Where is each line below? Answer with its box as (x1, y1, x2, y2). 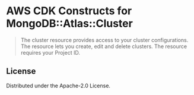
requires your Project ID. (20, 49, 80, 56)
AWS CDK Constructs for (6, 4, 132, 18)
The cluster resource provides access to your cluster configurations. (20, 36, 189, 43)
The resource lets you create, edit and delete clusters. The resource (20, 43, 187, 50)
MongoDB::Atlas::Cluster (6, 17, 133, 30)
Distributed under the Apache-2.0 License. (6, 82, 111, 89)
